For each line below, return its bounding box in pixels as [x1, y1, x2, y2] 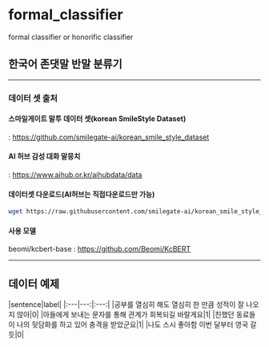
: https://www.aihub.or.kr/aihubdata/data [8, 170, 143, 180]
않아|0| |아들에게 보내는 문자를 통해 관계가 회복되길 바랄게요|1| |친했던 [16, 310, 235, 320]
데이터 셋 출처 [8, 92, 58, 103]
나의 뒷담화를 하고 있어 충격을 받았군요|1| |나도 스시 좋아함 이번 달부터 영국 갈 [16, 320, 257, 329]
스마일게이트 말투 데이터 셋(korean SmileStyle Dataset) [8, 114, 187, 123]
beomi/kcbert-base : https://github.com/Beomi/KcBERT [8, 244, 191, 254]
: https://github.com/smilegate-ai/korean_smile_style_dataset [8, 132, 210, 142]
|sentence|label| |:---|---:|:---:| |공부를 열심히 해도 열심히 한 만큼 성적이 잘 [8, 300, 244, 309]
